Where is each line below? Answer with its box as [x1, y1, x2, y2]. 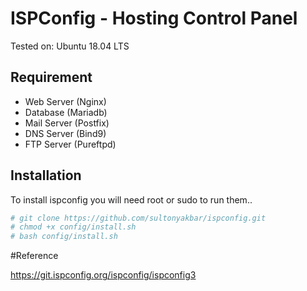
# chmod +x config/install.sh [10, 222, 137, 232]
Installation [10, 167, 82, 184]
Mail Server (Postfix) [24, 117, 110, 129]
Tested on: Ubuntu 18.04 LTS [10, 40, 130, 52]
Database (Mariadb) [24, 106, 108, 118]
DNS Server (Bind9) [24, 127, 107, 139]
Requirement [10, 69, 93, 86]
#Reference [10, 250, 59, 262]
